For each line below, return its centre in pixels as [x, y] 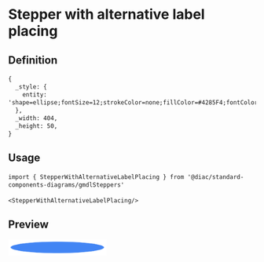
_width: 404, [37, 118]
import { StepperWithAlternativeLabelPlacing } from [96, 177]
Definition [33, 60]
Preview [29, 225]
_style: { [31, 87]
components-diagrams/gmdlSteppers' [66, 185]
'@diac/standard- [216, 177]
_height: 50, [37, 126]
